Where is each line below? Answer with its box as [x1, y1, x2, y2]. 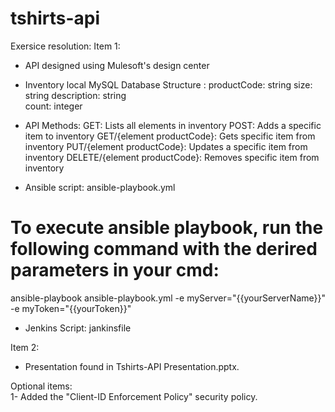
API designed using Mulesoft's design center [24, 59, 210, 71]
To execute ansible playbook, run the [10, 217, 324, 239]
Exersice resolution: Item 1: [10, 40, 121, 52]
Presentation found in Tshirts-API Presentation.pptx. [24, 360, 240, 372]
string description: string [24, 89, 127, 101]
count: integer [24, 100, 83, 112]
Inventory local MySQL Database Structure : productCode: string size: [24, 78, 313, 91]
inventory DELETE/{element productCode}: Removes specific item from [24, 151, 320, 163]
